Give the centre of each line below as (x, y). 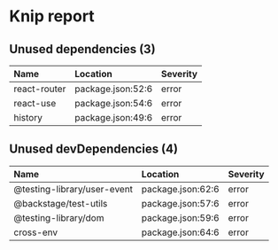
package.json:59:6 (180, 217)
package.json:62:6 (180, 189)
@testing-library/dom (59, 217)
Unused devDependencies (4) (94, 149)
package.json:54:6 (114, 103)
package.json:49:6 (114, 117)
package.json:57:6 (180, 203)
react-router (40, 89)
